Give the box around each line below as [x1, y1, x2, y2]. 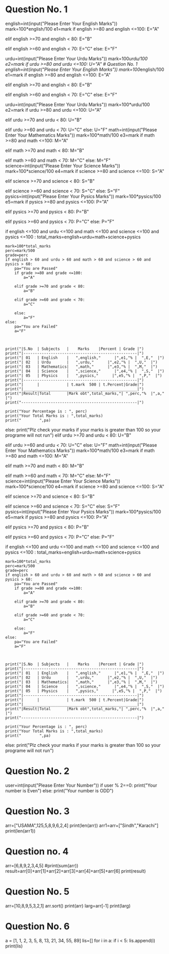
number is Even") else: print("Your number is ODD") [5, 787, 114, 794]
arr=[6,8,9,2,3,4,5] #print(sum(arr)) [5, 862, 79, 868]
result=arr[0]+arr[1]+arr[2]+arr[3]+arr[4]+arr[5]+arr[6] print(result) [5, 868, 146, 874]
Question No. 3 [5, 806, 70, 817]
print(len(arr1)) [5, 827, 36, 834]
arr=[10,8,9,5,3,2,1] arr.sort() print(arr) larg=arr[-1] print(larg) [5, 902, 131, 909]
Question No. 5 [5, 886, 70, 897]
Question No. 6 [5, 920, 70, 932]
